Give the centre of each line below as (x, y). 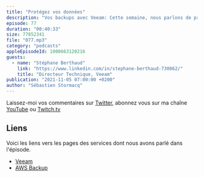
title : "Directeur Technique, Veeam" (65, 74)
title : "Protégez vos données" (46, 12)
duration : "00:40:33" (34, 29)
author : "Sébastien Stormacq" (45, 86)
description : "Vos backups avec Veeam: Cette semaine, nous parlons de (99, 18)
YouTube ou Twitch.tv (33, 109)
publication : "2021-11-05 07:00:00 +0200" (61, 80)
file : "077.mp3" (27, 40)
